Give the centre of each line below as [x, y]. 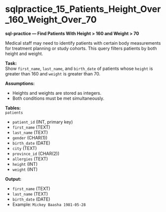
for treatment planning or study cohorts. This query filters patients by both [81, 48]
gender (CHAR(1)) [30, 138]
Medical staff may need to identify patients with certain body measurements [83, 43]
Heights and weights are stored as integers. [57, 93]
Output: [13, 179]
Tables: [13, 108]
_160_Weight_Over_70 [51, 20]
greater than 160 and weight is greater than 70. [53, 73]
